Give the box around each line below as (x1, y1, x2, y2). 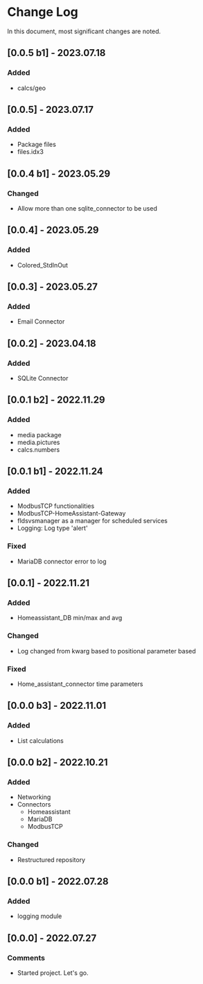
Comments (7, 953, 45, 963)
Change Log (7, 4, 78, 20)
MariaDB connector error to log (17, 557, 107, 565)
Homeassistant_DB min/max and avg (17, 614, 123, 622)
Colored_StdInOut (17, 261, 68, 269)
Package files (17, 140, 57, 149)
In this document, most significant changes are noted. (7, 27, 161, 35)
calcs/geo (17, 84, 46, 92)
